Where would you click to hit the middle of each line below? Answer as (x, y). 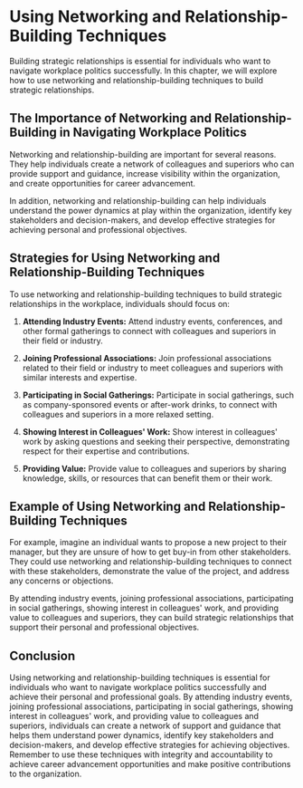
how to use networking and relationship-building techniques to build (137, 80)
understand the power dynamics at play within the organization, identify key (151, 210)
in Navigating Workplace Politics (153, 133)
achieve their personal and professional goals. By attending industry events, (151, 697)
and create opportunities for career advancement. (103, 183)
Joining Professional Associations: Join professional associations (147, 358)
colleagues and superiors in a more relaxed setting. (118, 414)
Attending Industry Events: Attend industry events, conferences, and (152, 321)
